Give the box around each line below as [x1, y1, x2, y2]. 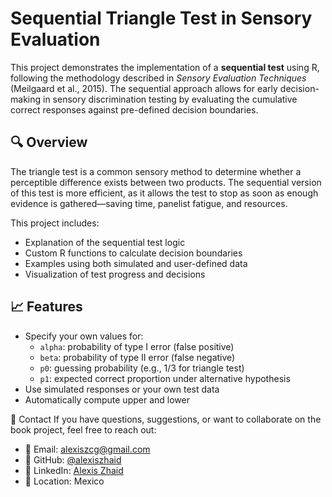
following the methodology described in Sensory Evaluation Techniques [10, 72, 307, 84]
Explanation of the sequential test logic [24, 236, 186, 248]
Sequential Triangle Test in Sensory [10, 7, 313, 30]
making [10, 93, 42, 105]
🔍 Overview [10, 134, 88, 151]
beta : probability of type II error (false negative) [39, 351, 236, 363]
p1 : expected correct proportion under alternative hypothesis [39, 372, 291, 384]
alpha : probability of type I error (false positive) [39, 340, 235, 352]
